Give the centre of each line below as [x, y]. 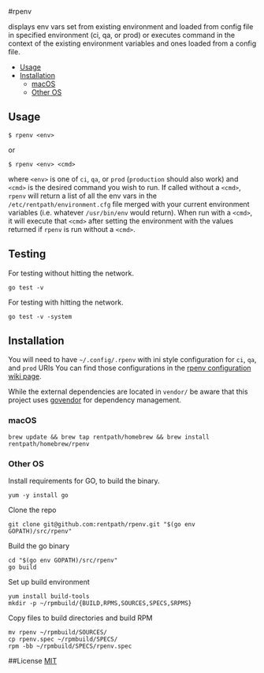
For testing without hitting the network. [71, 273]
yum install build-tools [49, 596]
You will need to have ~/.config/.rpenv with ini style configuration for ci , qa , [132, 360]
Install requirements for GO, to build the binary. [84, 481]
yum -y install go [38, 495]
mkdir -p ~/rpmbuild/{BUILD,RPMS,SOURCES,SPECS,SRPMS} [100, 604]
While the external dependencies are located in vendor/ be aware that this [128, 392]
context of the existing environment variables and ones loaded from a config [132, 43]
